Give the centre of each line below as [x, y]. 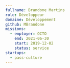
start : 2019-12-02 [34, 43]
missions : [16, 29]
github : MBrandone [25, 24]
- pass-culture [26, 58]
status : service [32, 48]
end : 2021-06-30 [32, 39]
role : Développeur [25, 15]
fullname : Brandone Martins [35, 10]
